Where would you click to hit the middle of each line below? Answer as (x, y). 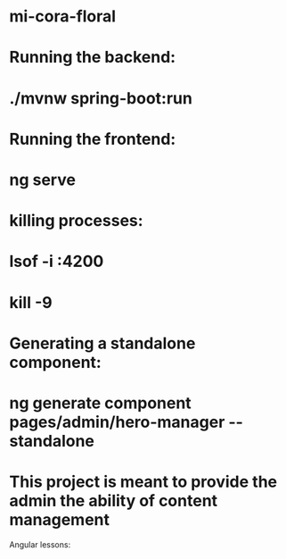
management (59, 520)
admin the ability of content (114, 501)
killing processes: (77, 221)
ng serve (42, 179)
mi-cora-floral (63, 17)
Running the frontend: (93, 139)
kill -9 (31, 302)
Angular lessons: (40, 544)
